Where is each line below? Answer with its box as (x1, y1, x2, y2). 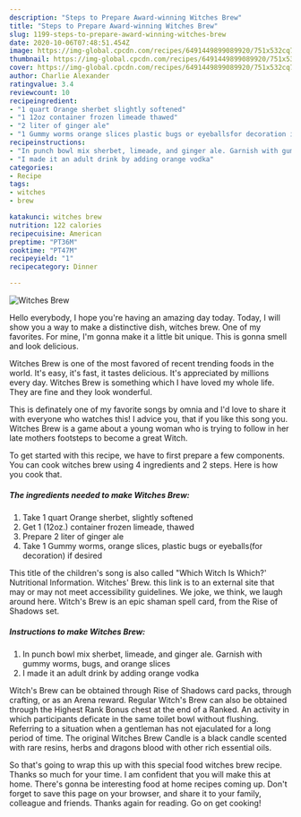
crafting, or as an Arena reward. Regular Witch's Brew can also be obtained (9, 694, 288, 705)
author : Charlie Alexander (9, 72, 110, 81)
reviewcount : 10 (9, 88, 70, 97)
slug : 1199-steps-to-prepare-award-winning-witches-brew (9, 30, 227, 39)
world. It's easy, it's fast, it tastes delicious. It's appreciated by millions (9, 368, 270, 378)
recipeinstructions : (9, 138, 87, 147)
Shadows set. (9, 606, 60, 616)
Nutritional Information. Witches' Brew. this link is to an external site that (9, 577, 275, 588)
